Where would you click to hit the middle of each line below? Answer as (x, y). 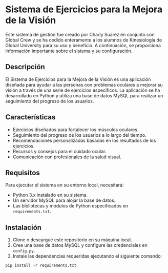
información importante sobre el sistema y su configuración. (69, 51)
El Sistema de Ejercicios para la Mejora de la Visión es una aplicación (78, 79)
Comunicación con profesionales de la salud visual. (67, 157)
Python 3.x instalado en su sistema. (50, 195)
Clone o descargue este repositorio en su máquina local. (72, 240)
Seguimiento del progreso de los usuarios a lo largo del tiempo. (79, 135)
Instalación (24, 227)
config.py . (24, 251)
